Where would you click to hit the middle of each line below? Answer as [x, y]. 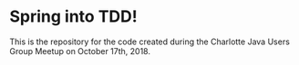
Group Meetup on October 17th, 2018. [80, 51]
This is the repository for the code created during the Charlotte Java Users [149, 42]
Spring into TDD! [74, 17]
